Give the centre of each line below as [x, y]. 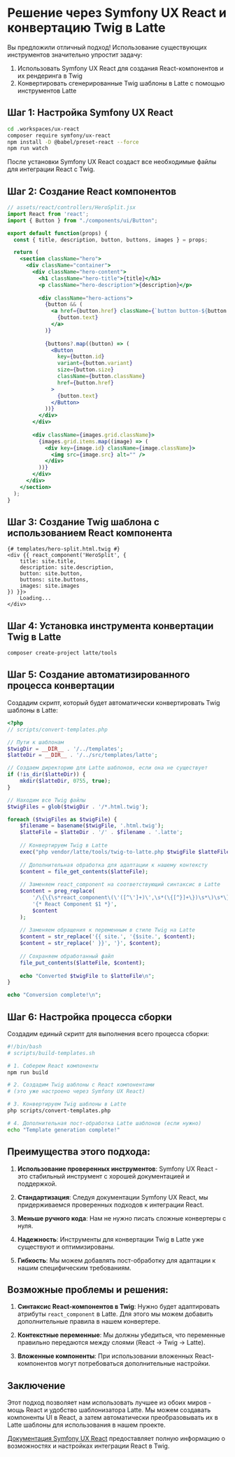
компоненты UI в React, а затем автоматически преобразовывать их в [113, 1418]
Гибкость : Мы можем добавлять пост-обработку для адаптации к [116, 1260]
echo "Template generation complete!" [64, 1130]
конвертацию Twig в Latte [86, 28]
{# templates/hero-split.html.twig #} [64, 549]
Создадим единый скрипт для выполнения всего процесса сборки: [108, 1033]
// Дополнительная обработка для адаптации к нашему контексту [114, 865]
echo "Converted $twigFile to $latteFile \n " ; [87, 976]
